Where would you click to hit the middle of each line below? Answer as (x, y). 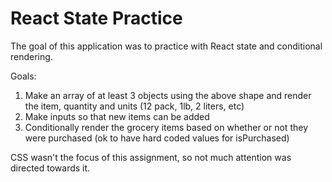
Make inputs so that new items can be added (117, 116)
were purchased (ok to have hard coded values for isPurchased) (157, 138)
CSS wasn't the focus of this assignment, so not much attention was (151, 157)
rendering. (31, 56)
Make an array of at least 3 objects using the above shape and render (168, 95)
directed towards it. (50, 168)
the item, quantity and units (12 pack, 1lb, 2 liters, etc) (134, 106)
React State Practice (96, 18)
